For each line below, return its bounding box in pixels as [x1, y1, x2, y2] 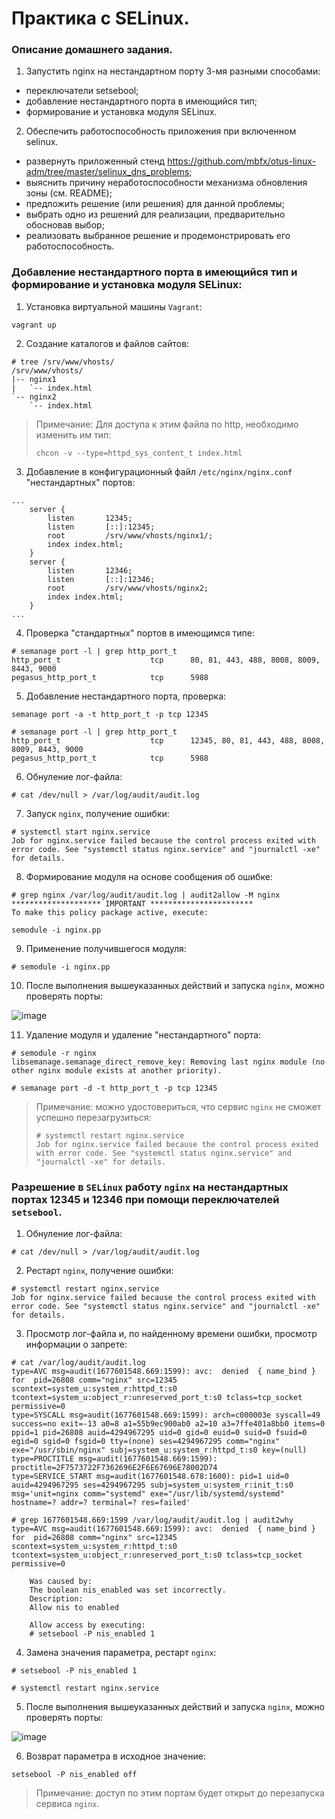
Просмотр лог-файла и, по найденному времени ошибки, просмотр [25, 1328, 318, 1340]
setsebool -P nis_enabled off [11, 1770, 138, 1780]
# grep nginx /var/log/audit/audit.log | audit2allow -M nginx [11, 890, 281, 900]
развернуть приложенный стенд [25, 155, 166, 167]
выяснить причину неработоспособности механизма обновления [25, 177, 308, 189]
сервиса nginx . [35, 1798, 100, 1810]
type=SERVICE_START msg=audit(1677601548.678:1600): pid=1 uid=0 [11, 1472, 289, 1482]
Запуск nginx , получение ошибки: [25, 807, 170, 819]
